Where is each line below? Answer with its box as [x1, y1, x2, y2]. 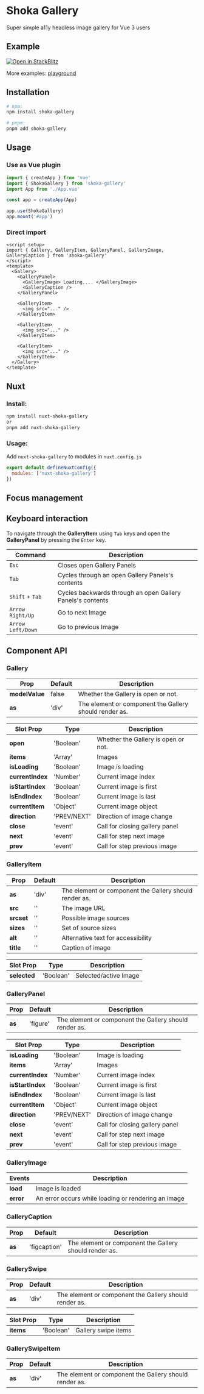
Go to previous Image [57, 622, 119, 631]
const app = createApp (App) [6, 197, 78, 203]
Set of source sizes [61, 923, 117, 932]
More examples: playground [6, 69, 76, 77]
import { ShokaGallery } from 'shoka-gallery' [6, 180, 126, 187]
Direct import [6, 228, 47, 236]
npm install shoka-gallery [6, 109, 75, 115]
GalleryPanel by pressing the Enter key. [6, 536, 106, 543]
